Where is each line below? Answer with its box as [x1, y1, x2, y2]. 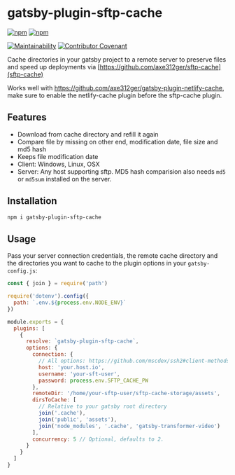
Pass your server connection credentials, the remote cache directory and [7, 252, 218, 260]
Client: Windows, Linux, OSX [17, 160, 100, 168]
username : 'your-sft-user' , [38, 370, 120, 378]
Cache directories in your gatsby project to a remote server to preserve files [7, 55, 227, 64]
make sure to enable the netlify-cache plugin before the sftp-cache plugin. [7, 91, 222, 99]
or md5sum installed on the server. [17, 174, 112, 183]
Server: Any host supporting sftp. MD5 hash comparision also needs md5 [17, 167, 226, 176]
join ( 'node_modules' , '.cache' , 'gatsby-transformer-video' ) [38, 422, 220, 429]
